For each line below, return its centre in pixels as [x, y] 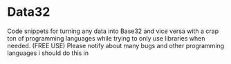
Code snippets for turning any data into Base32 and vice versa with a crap [113, 31]
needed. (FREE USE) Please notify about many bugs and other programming [116, 45]
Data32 [29, 12]
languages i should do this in [48, 53]
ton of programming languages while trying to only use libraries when [106, 38]
